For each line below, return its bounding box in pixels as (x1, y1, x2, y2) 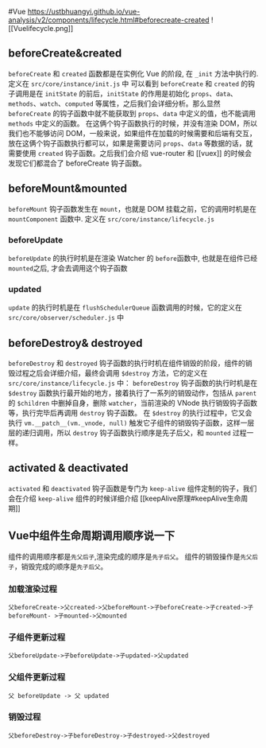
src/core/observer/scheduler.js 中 (8, 313, 125, 322)
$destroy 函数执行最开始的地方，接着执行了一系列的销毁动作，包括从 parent (8, 388, 257, 398)
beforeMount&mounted (8, 182, 127, 196)
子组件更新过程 (8, 632, 66, 643)
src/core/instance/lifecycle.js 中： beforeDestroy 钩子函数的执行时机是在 (8, 378, 258, 388)
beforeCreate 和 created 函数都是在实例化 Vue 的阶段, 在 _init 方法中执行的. (8, 68, 259, 78)
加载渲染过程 (8, 583, 58, 594)
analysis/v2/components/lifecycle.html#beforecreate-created (8, 15, 210, 25)
